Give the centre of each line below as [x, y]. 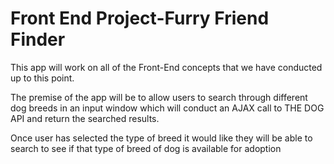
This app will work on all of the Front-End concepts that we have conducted [166, 67]
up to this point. [42, 78]
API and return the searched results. [85, 118]
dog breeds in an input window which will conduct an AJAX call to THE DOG [167, 108]
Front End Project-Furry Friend [140, 18]
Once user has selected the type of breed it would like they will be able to [161, 138]
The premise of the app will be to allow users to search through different [159, 97]
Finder [38, 39]
